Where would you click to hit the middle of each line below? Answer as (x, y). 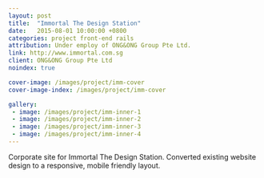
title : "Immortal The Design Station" (75, 23)
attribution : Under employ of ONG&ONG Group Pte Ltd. (100, 46)
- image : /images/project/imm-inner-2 (76, 119)
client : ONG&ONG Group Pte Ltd (60, 61)
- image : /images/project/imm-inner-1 (76, 112)
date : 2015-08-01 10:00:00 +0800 (68, 30)
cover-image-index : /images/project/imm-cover (87, 90)
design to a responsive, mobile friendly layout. (84, 165)
